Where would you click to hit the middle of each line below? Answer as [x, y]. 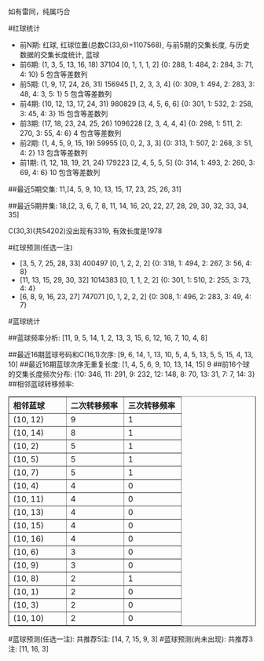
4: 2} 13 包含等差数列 [53, 153]
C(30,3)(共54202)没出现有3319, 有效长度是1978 [85, 231]
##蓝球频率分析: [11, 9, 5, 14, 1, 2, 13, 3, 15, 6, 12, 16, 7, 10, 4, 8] [108, 338]
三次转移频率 [152, 405]
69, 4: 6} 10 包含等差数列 [60, 172]
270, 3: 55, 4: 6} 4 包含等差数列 [70, 133]
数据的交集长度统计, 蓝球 [59, 55]
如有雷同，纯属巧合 [39, 11]
